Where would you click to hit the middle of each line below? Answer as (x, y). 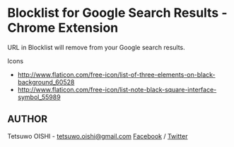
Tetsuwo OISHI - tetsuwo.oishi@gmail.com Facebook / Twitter (98, 136)
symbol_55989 (39, 97)
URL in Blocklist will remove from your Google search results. (96, 47)
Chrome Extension (63, 28)
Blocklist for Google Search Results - (117, 13)
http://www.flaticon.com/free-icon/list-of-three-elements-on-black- (116, 75)
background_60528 (46, 82)
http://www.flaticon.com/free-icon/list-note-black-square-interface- (117, 89)
